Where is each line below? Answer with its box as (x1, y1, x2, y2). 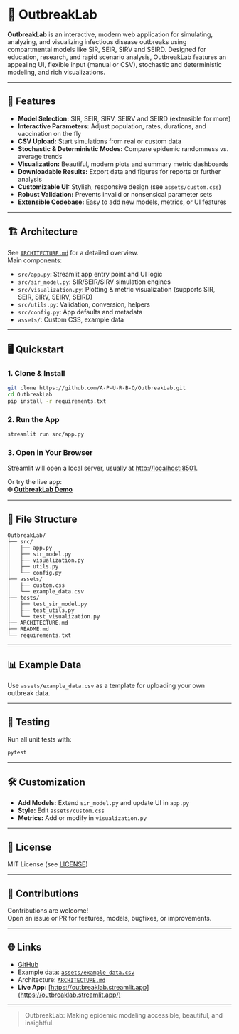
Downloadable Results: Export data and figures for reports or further (17, 167, 221, 175)
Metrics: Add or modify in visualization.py (17, 814, 147, 822)
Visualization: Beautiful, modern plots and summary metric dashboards (17, 160, 229, 168)
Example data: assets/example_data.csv (17, 968, 135, 976)
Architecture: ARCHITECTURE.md (17, 975, 106, 983)
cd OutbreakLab (7, 391, 53, 399)
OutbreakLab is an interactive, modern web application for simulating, (7, 30, 213, 39)
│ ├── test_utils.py (7, 607, 75, 614)
